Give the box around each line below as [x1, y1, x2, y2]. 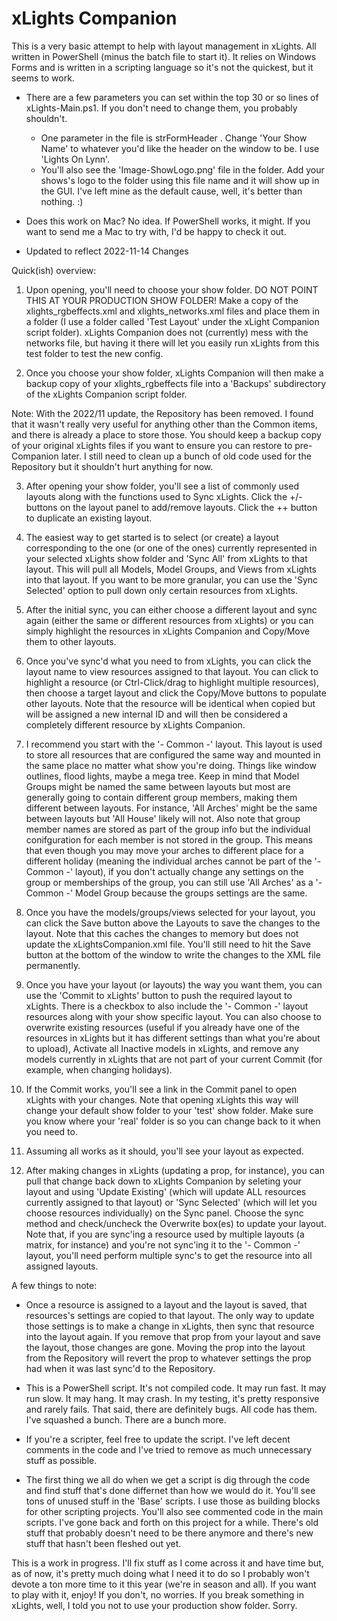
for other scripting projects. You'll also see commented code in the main [25, 1505, 324, 1517]
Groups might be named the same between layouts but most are [25, 780, 291, 792]
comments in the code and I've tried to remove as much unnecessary [25, 1443, 313, 1456]
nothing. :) [40, 195, 84, 207]
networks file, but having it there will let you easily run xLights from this [25, 337, 320, 349]
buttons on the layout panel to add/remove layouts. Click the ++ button [25, 501, 318, 513]
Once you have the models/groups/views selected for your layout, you [25, 906, 316, 918]
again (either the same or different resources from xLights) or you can [25, 614, 314, 626]
